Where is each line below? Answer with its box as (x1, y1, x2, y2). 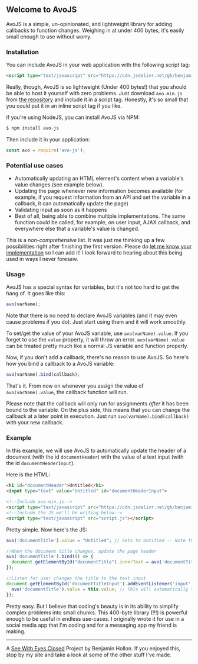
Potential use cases (6, 161, 64, 169)
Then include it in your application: (6, 136, 90, 143)
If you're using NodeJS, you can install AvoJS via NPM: (6, 114, 140, 121)
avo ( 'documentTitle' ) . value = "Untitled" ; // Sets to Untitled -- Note (6, 537, 186, 543)
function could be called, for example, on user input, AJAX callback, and (14, 219, 190, 226)
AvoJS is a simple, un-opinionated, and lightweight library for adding (6, 20, 173, 27)
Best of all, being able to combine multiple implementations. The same (14, 212, 186, 220)
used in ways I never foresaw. (6, 256, 78, 263)
